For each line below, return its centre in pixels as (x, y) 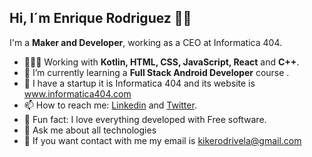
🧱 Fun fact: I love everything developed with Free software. (145, 119)
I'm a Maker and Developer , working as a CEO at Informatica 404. (145, 42)
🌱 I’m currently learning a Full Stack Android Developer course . (156, 72)
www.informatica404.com (77, 93)
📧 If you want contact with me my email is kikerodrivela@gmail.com (162, 140)
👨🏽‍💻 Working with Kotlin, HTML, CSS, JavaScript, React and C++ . (161, 62)
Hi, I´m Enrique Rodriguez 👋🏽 (100, 18)
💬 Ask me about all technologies (90, 130)
